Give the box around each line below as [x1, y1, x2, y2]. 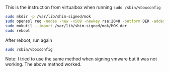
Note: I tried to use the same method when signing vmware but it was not [5, 56, 157, 62]
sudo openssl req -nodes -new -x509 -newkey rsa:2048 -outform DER [5, 19, 150, 24]
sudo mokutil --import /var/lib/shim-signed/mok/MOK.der [5, 23, 127, 28]
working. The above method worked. [5, 61, 82, 67]
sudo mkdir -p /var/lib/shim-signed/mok [5, 14, 92, 19]
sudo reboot [5, 28, 30, 33]
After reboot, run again [5, 37, 53, 43]
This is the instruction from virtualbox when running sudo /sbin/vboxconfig [5, 5, 161, 10]
